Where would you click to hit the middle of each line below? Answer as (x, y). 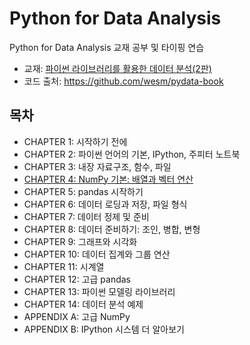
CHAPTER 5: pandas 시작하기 (83, 191)
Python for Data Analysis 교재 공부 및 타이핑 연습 (107, 47)
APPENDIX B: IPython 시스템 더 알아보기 (104, 329)
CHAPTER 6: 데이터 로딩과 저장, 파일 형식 (105, 204)
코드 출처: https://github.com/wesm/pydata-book (123, 81)
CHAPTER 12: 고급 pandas (77, 279)
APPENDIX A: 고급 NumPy (77, 316)
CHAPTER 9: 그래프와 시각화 (80, 241)
